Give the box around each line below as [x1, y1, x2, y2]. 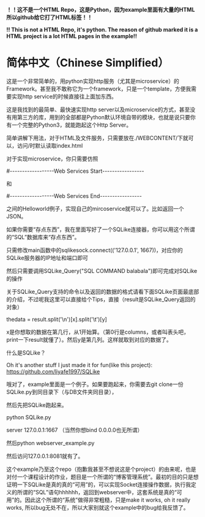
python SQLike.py [6, 413, 51, 420]
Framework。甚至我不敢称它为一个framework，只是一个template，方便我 [6, 85, 192, 92]
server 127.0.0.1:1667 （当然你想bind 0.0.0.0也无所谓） [6, 426, 143, 433]
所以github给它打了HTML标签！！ [6, 14, 93, 21]
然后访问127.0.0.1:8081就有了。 [6, 452, 84, 460]
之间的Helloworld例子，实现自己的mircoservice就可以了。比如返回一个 [6, 205, 185, 212]
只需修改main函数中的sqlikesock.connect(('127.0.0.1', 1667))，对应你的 [6, 246, 184, 254]
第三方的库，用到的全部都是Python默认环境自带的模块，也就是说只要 [17, 113, 191, 120]
